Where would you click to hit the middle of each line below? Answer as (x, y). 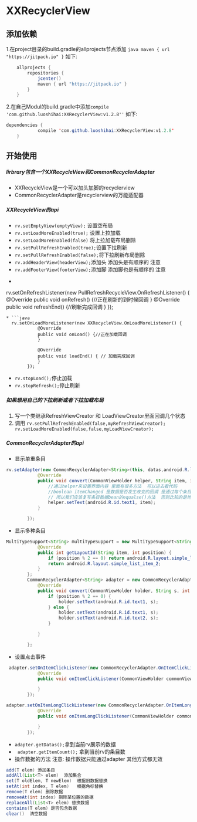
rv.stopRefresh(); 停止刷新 (47, 385)
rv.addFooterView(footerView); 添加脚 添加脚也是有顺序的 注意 (90, 270)
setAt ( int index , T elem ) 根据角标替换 (55, 787)
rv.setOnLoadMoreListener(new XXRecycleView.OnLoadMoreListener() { (97, 323)
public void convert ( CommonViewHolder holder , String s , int (114, 591)
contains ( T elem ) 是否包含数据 (42, 808)
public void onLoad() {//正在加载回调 (82, 335)
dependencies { (25, 125)
